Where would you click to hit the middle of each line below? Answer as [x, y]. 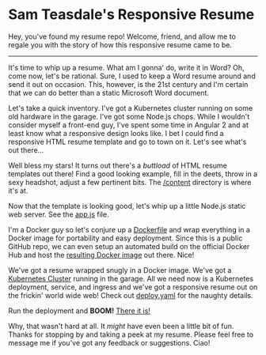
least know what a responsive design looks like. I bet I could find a [116, 133]
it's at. [18, 191]
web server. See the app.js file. [59, 214]
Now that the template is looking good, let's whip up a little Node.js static [127, 206]
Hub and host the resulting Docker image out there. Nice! [101, 255]
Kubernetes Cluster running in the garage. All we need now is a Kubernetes [131, 278]
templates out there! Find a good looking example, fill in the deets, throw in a [133, 174]
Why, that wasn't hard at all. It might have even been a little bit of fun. [121, 326]
